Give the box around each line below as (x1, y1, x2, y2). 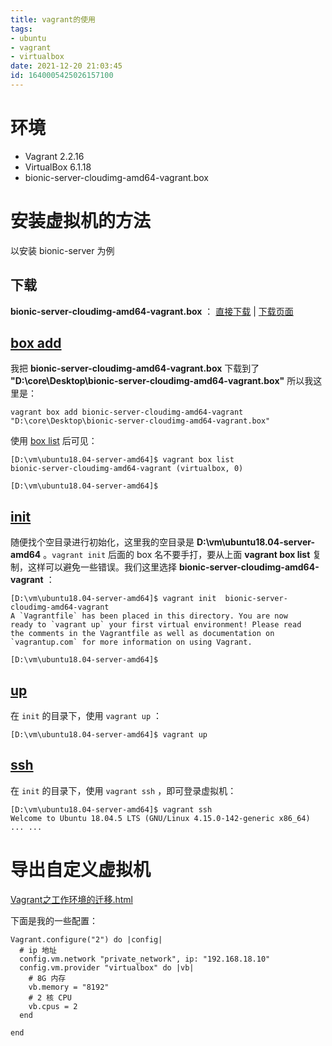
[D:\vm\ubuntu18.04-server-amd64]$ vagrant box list (10, 455, 235, 465)
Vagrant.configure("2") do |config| (10, 934, 163, 945)
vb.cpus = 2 (28, 1001, 78, 1011)
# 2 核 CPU (28, 992, 72, 1003)
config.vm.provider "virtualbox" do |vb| (19, 962, 195, 973)
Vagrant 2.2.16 (24, 150, 85, 162)
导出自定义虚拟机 (10, 859, 152, 881)
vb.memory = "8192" (28, 982, 110, 992)
